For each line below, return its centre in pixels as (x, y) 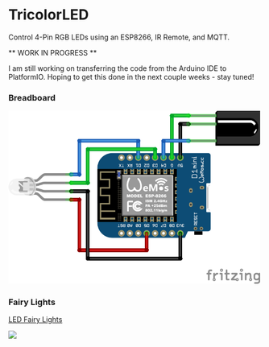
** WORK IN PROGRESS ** (53, 52)
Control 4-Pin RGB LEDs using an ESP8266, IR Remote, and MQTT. (119, 37)
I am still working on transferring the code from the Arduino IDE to (118, 68)
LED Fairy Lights (35, 320)
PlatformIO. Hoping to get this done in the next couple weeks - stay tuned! (131, 76)
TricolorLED (49, 15)
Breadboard (32, 97)
